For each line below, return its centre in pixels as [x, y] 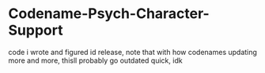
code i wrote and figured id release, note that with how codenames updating [132, 52]
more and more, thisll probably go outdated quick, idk [96, 60]
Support [36, 30]
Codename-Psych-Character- [109, 14]
